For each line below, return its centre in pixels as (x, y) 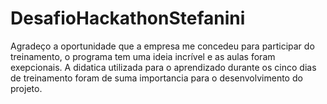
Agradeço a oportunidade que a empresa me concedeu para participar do (162, 46)
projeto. (26, 88)
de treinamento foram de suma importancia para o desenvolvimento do (156, 78)
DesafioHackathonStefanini (128, 18)
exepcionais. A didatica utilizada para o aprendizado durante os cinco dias (163, 67)
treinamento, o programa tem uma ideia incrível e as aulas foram (143, 56)
